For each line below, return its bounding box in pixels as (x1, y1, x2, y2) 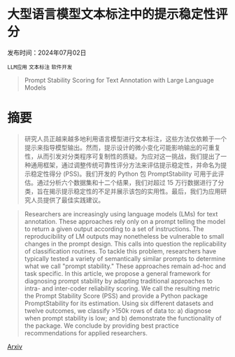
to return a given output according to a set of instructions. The (24, 225, 204, 233)
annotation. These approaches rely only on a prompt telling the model (24, 217, 226, 225)
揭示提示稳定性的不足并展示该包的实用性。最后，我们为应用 (48, 187, 221, 195)
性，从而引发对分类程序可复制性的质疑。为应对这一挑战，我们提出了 (24, 152, 221, 160)
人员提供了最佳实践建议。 (30, 195, 105, 204)
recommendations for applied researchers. (24, 328, 148, 337)
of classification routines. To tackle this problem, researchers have (24, 246, 217, 255)
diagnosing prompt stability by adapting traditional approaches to (24, 276, 213, 285)
